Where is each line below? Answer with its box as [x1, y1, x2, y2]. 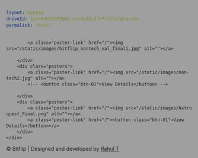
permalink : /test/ [6, 22, 52, 28]
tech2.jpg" [6, 75, 33, 81]
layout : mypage [6, 10, 44, 15]
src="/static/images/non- [125, 69, 190, 75]
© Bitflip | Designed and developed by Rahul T [6, 146, 120, 153]
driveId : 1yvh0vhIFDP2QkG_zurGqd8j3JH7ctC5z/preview [6, 15, 139, 22]
